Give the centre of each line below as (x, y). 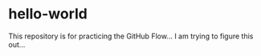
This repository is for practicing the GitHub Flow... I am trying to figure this (131, 36)
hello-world (48, 14)
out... (17, 44)
